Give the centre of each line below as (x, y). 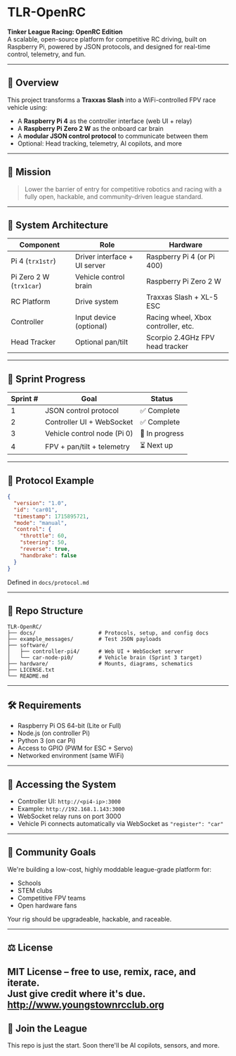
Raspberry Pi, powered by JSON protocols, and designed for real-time (109, 46)
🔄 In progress (162, 433)
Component (40, 245)
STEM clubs (35, 890)
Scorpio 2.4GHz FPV (181, 338)
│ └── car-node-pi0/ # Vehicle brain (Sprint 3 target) (105, 658)
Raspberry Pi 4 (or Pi (181, 257)
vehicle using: (27, 107)
